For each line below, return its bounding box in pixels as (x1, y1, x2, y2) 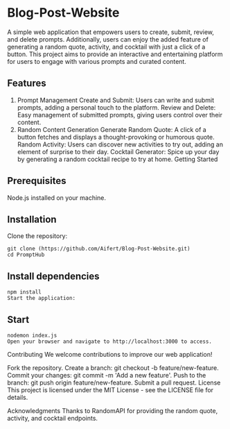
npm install (7, 289, 42, 296)
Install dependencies (7, 270, 100, 282)
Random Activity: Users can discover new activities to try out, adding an (17, 140, 224, 149)
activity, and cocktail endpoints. (7, 414, 98, 422)
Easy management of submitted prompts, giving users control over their (17, 110, 223, 119)
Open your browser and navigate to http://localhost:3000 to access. (7, 338, 213, 345)
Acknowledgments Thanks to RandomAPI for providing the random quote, (7, 407, 218, 414)
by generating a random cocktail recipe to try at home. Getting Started (17, 155, 218, 163)
